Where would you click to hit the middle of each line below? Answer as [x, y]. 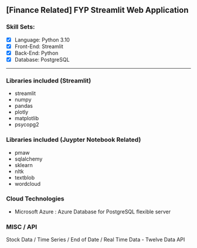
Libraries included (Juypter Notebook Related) [74, 140]
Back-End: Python [36, 53]
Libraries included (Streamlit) [49, 80]
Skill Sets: [21, 27]
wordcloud [28, 184]
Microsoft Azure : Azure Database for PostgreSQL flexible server [93, 212]
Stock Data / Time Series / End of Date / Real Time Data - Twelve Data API [96, 240]
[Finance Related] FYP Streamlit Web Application [97, 10]
